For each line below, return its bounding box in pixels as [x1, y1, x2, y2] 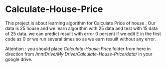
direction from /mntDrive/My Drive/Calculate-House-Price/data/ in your [5, 51, 153, 57]
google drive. [5, 56, 32, 62]
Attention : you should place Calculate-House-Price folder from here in [5, 45, 151, 51]
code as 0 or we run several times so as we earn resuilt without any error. [5, 36, 156, 42]
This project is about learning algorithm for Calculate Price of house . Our [5, 20, 156, 26]
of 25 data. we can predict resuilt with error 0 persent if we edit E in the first [5, 30, 161, 36]
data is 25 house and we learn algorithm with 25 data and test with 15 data [5, 25, 158, 31]
